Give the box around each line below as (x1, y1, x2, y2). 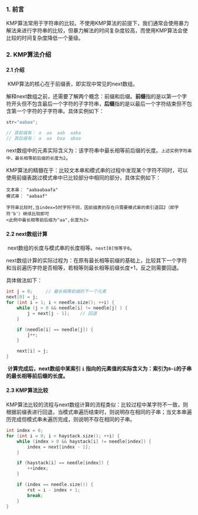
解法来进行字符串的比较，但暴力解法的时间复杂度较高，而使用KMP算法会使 (6, 27, 188, 34)
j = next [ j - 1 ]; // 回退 (27, 310, 97, 316)
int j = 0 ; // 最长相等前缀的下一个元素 (6, 288, 107, 295)
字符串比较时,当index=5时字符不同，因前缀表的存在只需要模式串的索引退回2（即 (6, 205, 175, 211)
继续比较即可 (22, 211, 49, 217)
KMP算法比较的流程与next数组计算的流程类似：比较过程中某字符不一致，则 (6, 401, 189, 408)
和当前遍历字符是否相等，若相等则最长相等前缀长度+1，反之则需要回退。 (6, 264, 182, 271)
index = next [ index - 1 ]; (27, 444, 91, 450)
